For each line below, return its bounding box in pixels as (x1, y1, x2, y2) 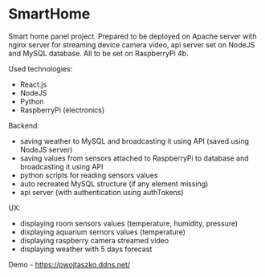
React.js (19, 79, 47, 89)
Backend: (8, 120, 40, 130)
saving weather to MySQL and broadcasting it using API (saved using (19, 136, 250, 145)
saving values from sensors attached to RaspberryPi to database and (19, 153, 249, 163)
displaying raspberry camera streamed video (19, 235, 169, 245)
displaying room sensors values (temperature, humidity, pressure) (19, 218, 238, 228)
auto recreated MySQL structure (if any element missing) (19, 178, 209, 189)
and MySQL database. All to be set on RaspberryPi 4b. (8, 48, 189, 58)
